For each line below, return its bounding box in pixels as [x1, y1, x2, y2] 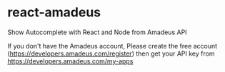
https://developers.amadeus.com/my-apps [7, 56, 134, 65]
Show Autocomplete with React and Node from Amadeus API [7, 28, 187, 36]
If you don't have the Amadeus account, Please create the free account [7, 41, 218, 50]
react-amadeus [7, 4, 101, 21]
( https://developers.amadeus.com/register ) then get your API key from [7, 49, 215, 58]
